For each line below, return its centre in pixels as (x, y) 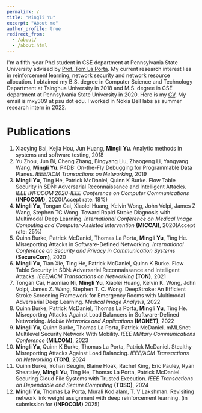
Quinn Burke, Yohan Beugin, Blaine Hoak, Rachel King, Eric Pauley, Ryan (105, 365)
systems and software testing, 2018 (60, 155)
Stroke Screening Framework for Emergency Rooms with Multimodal (100, 295)
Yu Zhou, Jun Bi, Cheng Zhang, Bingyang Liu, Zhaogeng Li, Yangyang (102, 161)
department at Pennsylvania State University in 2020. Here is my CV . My (96, 95)
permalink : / (23, 12)
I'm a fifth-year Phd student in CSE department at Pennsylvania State (92, 62)
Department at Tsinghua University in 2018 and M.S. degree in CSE (90, 88)
